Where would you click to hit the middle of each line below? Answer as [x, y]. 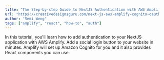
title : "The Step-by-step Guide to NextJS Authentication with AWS [75, 10]
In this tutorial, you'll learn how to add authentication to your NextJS [73, 37]
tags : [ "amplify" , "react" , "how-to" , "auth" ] [53, 23]
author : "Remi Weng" [26, 19]
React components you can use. [37, 53]
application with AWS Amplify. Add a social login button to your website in [79, 42]
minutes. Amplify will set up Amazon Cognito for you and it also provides [78, 47]
